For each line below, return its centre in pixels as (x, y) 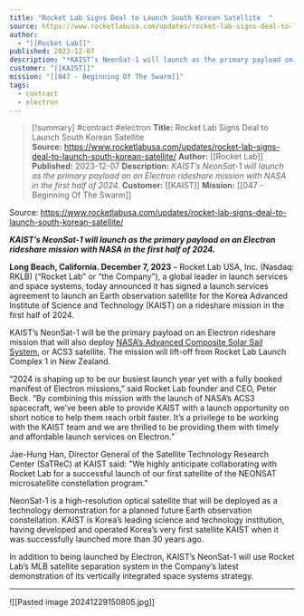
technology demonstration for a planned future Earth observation (131, 510)
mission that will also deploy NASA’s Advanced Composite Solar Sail (136, 342)
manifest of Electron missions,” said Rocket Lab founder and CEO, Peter (143, 389)
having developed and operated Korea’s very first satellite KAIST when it (144, 530)
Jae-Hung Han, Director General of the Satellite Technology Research (139, 455)
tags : (19, 85)
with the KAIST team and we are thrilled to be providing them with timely (144, 428)
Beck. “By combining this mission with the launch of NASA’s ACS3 (132, 399)
